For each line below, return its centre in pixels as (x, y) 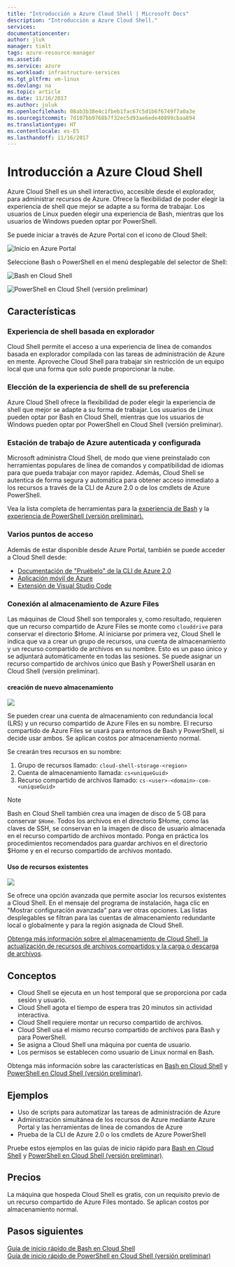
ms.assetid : (24, 60)
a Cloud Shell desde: (37, 557)
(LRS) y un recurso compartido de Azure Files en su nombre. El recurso (110, 723)
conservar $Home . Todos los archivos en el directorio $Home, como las (108, 821)
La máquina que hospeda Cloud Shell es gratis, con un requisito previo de (114, 1194)
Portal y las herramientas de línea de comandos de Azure (100, 1127)
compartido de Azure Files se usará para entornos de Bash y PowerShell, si (116, 731)
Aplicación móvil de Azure (55, 578)
